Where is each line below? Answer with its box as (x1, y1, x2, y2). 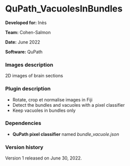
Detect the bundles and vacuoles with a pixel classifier (12, 102, 125, 108)
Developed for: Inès (5, 20, 47, 26)
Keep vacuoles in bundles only (12, 107, 76, 113)
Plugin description (5, 85, 51, 92)
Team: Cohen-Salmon (5, 29, 51, 35)
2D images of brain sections (5, 73, 63, 79)
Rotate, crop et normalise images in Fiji (12, 96, 92, 103)
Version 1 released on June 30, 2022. (5, 155, 82, 161)
